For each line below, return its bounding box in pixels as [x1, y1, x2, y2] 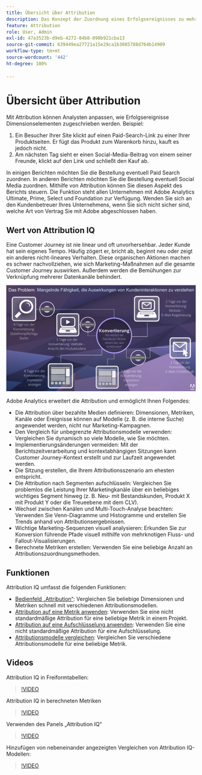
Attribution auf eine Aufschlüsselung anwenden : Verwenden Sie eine [14, 621, 185, 628]
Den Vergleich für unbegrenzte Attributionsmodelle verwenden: [14, 429, 173, 436]
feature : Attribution [6, 22, 61, 28]
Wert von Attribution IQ [6, 225, 95, 235]
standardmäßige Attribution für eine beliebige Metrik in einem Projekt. [14, 614, 188, 622]
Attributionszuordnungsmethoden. [14, 550, 100, 558]
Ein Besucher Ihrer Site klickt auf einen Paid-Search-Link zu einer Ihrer [14, 132, 191, 139]
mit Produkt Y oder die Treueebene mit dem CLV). [14, 499, 139, 506]
